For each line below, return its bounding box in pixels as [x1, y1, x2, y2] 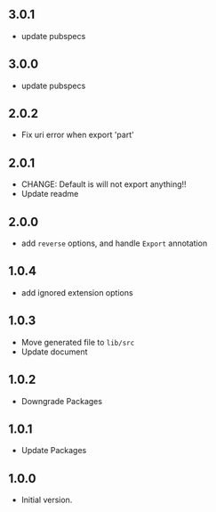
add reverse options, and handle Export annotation [20, 238, 208, 248]
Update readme [20, 189, 79, 199]
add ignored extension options [20, 287, 134, 297]
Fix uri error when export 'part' [20, 129, 134, 141]
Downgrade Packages [20, 395, 103, 406]
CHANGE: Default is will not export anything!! [20, 179, 188, 190]
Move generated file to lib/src [20, 337, 135, 347]
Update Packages [20, 445, 87, 456]
